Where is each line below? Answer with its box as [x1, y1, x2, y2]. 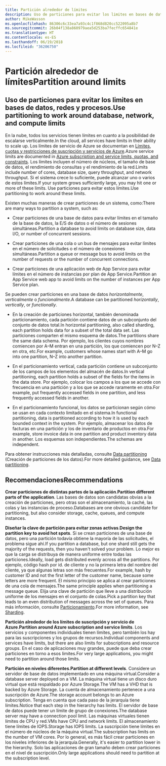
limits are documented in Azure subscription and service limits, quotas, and [5, 153, 159, 159]
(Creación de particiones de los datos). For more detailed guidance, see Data [5, 456, 161, 462]
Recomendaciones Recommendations [5, 476, 124, 485]
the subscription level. [5, 755, 50, 761]
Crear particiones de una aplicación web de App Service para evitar [12, 266, 151, 272]
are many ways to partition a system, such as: [5, 205, 99, 211]
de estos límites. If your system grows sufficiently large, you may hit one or [5, 180, 157, 186]
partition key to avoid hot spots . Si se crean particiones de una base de [5, 530, 152, 536]
